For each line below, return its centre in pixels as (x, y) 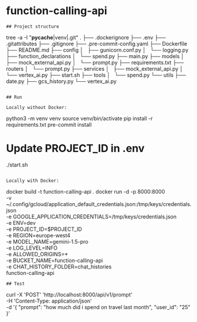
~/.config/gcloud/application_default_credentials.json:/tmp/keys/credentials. (99, 204)
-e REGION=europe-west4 (38, 235)
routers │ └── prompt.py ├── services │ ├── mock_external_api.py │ (95, 68)
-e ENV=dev (21, 223)
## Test (16, 284)
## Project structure (33, 26)
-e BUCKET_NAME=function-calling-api (55, 260)
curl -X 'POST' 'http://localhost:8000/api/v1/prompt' (69, 294)
